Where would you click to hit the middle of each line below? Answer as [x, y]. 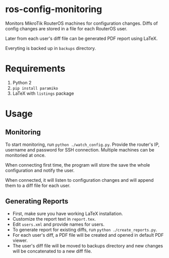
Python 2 [22, 82]
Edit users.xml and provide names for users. [59, 224]
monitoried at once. [25, 155]
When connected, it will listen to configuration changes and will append [79, 180]
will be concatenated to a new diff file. [52, 251]
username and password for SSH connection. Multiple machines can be [80, 149]
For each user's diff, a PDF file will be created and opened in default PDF [88, 235]
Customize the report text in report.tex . [54, 219]
